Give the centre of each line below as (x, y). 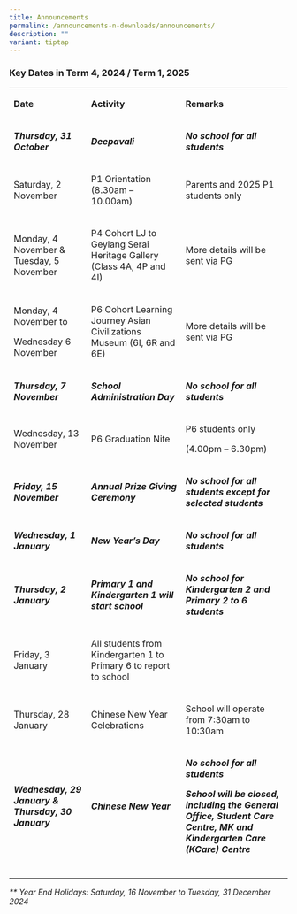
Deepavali (113, 141)
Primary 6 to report (131, 665)
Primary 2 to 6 (216, 600)
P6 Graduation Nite (131, 439)
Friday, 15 (35, 486)
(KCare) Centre (218, 849)
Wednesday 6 (42, 342)
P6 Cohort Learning (132, 309)
